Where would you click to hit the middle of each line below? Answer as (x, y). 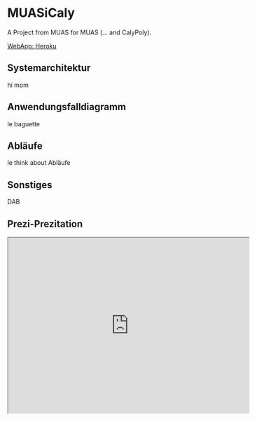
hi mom (18, 85)
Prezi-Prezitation (45, 223)
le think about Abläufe (39, 163)
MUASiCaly (41, 13)
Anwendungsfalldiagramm (67, 107)
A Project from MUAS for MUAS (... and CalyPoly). (79, 32)
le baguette (24, 123)
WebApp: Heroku (32, 46)
